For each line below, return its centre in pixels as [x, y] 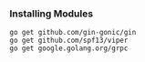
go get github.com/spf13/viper [69, 41]
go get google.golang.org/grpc [69, 48]
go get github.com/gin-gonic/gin [73, 33]
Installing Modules [52, 14]
